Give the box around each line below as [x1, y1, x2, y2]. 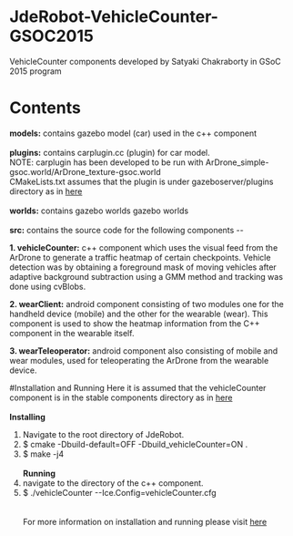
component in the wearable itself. [9, 327, 135, 338]
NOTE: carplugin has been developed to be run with [9, 157, 204, 168]
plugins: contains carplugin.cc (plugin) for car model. [9, 147, 211, 158]
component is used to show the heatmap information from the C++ [9, 317, 261, 329]
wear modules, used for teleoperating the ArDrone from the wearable [9, 355, 269, 366]
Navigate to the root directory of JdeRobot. [22, 428, 185, 439]
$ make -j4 [22, 448, 65, 459]
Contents [9, 98, 82, 119]
